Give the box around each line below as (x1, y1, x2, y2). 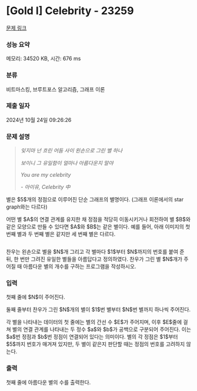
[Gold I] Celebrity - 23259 (6, 4, 134, 18)
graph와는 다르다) (6, 203, 48, 210)
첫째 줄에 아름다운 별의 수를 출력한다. (6, 379, 91, 386)
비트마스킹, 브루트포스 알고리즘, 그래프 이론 (6, 85, 105, 92)
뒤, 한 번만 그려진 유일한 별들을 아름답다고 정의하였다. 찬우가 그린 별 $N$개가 (6, 256, 183, 263)
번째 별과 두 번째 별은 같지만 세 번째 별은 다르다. (6, 231, 116, 238)
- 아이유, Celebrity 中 (20, 184, 71, 191)
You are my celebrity (20, 171, 71, 178)
